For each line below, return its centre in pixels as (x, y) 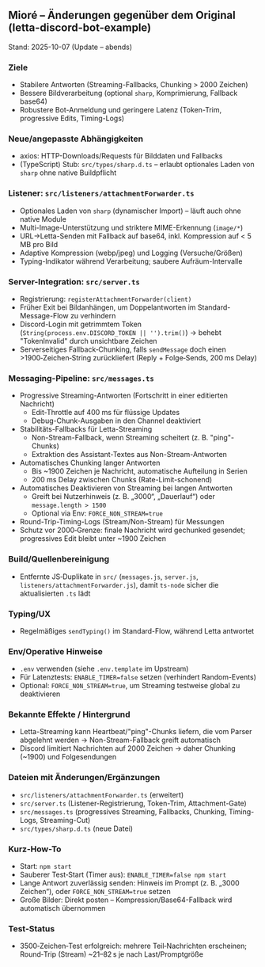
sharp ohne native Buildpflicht (68, 173)
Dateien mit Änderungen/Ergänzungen (84, 778)
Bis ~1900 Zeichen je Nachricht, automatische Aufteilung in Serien (139, 471)
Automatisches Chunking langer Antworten (90, 463)
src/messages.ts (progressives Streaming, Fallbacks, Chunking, (123, 811)
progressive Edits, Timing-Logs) (72, 118)
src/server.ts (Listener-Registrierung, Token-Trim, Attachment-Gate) (133, 803)
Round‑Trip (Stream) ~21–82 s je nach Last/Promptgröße (112, 954)
